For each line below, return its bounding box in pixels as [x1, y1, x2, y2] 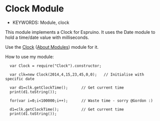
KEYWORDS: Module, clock [12, 19, 69, 25]
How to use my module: [5, 53, 54, 60]
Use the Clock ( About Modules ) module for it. [5, 44, 99, 50]
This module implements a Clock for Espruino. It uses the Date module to [5, 29, 155, 35]
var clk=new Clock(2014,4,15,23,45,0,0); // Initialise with [9, 72, 144, 77]
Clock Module [5, 3, 64, 14]
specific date [5, 76, 35, 81]
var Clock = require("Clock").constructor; [9, 63, 101, 68]
